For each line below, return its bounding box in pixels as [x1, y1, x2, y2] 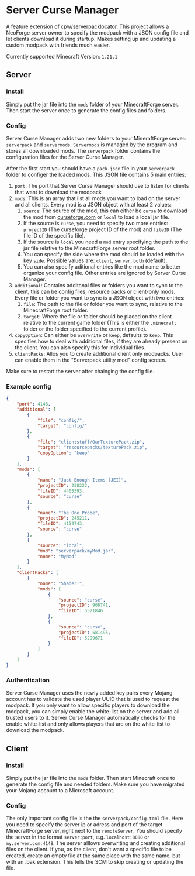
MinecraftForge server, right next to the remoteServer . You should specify [6, 827, 183, 834]
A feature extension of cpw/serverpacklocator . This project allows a [6, 23, 169, 30]
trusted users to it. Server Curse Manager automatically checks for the [6, 714, 176, 722]
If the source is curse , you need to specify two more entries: [23, 219, 168, 226]
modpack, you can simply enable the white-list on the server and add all [6, 708, 180, 715]
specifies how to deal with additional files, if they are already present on [14, 338, 188, 345]
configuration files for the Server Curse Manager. [6, 153, 124, 160]
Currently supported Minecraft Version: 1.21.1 [6, 53, 118, 60]
